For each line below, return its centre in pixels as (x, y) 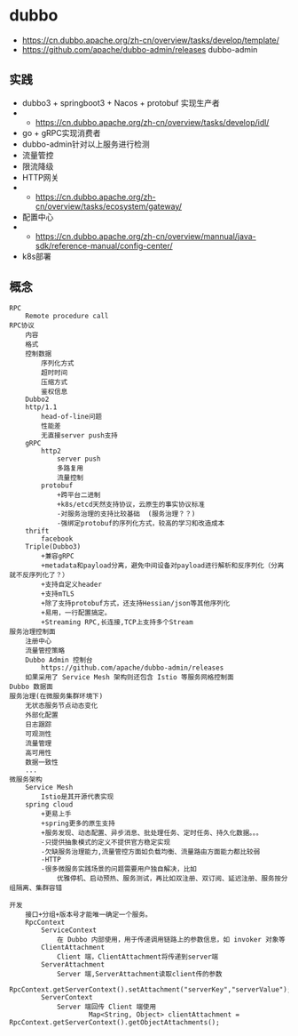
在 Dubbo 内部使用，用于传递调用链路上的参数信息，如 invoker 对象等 (171, 939)
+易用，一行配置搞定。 (76, 613)
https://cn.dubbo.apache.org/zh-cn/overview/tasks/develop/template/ (150, 40)
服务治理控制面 (32, 631)
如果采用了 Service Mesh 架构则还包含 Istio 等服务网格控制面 (129, 677)
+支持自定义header (71, 584)
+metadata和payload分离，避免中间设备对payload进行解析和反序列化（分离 (163, 566)
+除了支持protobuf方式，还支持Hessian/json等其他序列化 (136, 603)
